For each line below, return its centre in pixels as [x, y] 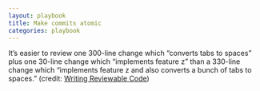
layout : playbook [37, 16]
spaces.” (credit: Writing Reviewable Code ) [79, 79]
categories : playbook [44, 30]
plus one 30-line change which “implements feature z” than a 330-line [124, 61]
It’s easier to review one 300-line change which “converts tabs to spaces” [130, 53]
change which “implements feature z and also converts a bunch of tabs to [130, 70]
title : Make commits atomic [55, 23]
